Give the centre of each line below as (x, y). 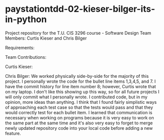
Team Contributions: (26, 57)
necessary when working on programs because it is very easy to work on (80, 117)
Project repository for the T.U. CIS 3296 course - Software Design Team (78, 33)
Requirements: (20, 47)
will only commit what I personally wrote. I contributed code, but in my (76, 97)
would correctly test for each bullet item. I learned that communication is (79, 112)
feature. (13, 133)
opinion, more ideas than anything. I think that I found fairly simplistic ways (81, 102)
